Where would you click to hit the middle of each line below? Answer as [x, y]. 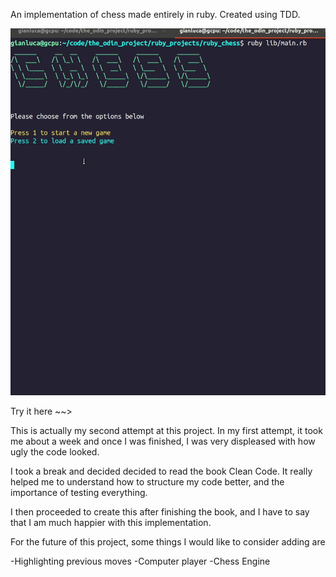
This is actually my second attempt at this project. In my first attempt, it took [166, 430]
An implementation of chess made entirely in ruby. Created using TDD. [155, 14]
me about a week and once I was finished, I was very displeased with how [163, 441]
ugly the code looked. [55, 451]
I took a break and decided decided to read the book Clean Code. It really [161, 471]
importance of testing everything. [79, 492]
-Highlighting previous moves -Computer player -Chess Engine [140, 561]
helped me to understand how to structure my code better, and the [147, 481]
